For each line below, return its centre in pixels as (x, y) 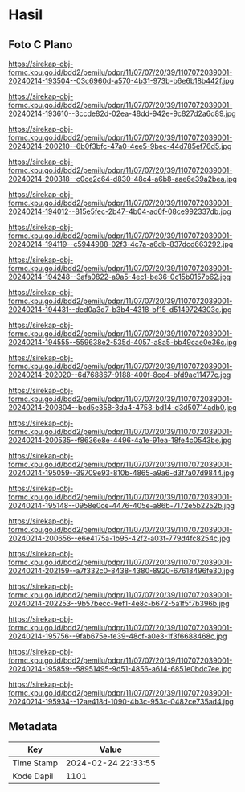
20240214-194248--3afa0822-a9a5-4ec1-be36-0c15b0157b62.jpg (120, 277)
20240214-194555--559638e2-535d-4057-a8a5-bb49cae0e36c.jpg (122, 342)
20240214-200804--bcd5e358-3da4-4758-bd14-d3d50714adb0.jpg (122, 407)
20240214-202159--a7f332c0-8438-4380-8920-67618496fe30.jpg (121, 571)
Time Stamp (35, 763)
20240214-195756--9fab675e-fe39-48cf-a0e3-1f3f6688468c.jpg (118, 636)
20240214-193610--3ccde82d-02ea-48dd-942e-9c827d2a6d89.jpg (122, 113)
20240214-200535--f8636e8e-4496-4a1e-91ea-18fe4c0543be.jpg (120, 440)
